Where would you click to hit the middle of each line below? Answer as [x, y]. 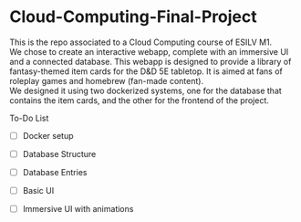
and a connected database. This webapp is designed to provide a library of [150, 61]
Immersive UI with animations [78, 209]
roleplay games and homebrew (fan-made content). [106, 80]
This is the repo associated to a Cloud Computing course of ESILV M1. [141, 42]
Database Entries [55, 173]
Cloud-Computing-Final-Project [133, 17]
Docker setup [48, 135]
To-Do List [29, 118]
